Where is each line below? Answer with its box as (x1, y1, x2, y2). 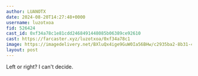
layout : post (6, 47, 38, 53)
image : (6, 42, 22, 48)
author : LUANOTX (6, 8, 46, 15)
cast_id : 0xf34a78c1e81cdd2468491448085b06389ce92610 (6, 31, 141, 37)
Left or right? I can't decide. (6, 63, 74, 70)
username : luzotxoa (6, 19, 54, 25)
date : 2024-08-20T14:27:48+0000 (6, 14, 85, 20)
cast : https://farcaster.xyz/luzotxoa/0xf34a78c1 (6, 36, 131, 42)
